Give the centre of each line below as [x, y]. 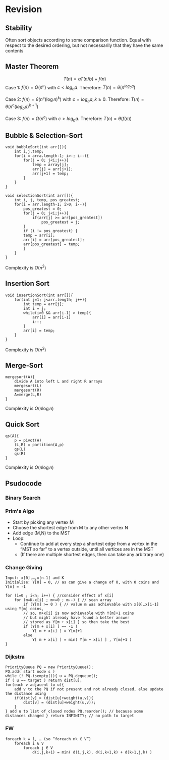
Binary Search [23, 498]
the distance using [26, 694]
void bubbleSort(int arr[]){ [36, 147]
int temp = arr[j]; [44, 304]
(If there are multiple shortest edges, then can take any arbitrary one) [92, 554]
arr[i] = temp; [39, 331]
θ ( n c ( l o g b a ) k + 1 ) [22, 107]
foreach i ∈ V [29, 743]
